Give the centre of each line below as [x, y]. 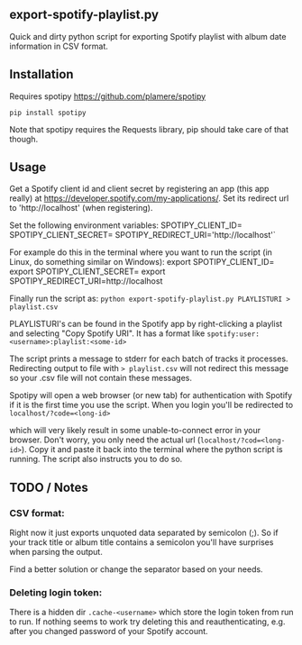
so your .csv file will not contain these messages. [101, 378]
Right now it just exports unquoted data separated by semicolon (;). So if [144, 533]
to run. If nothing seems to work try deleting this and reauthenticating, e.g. [147, 622]
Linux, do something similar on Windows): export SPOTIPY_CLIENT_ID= [142, 262]
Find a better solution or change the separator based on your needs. [136, 569]
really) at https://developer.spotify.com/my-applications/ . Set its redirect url [149, 198]
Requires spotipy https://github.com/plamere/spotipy [108, 96]
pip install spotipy [48, 113]
